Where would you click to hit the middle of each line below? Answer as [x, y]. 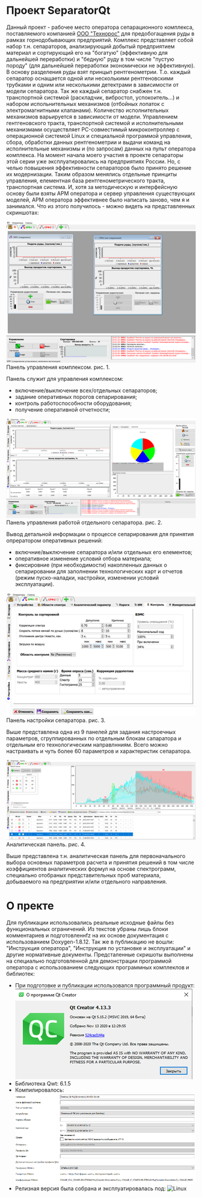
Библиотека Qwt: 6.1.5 [43, 1084]
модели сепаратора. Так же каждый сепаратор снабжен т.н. [84, 91]
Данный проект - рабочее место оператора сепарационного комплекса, [100, 27]
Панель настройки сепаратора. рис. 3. [56, 720]
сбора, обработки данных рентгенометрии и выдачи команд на [88, 142]
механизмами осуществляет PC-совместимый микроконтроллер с [93, 129]
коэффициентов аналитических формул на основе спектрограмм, [91, 869]
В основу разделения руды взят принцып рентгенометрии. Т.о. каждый [98, 72]
